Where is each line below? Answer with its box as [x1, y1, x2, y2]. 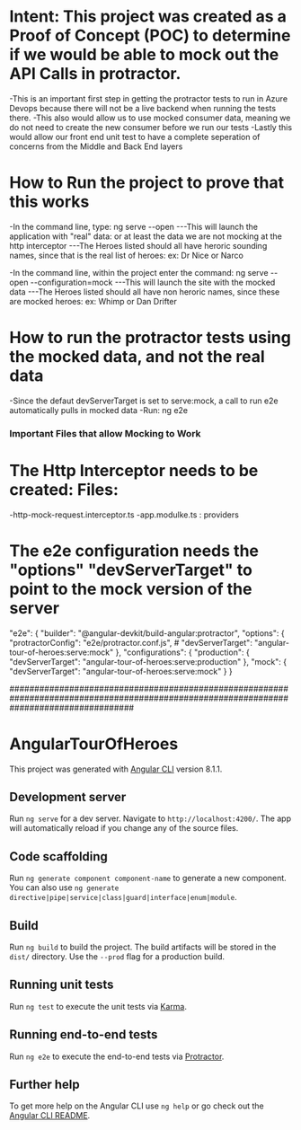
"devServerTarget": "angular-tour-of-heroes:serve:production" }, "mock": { [9, 656, 288, 667]
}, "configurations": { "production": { [115, 647, 250, 658]
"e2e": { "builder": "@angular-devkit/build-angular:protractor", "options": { [9, 627, 285, 639]
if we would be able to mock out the [9, 45, 279, 65]
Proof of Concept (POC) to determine [9, 25, 291, 46]
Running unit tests [9, 977, 114, 993]
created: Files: [9, 479, 120, 499]
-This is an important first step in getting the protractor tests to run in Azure [9, 93, 288, 104]
